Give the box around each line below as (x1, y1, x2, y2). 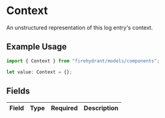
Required (51, 104, 78, 112)
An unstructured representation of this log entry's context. (6, 24, 153, 31)
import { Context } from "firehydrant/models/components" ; (6, 57, 160, 64)
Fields (6, 86, 31, 96)
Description (83, 104, 119, 112)
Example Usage (6, 42, 67, 52)
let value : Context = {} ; (6, 68, 72, 75)
